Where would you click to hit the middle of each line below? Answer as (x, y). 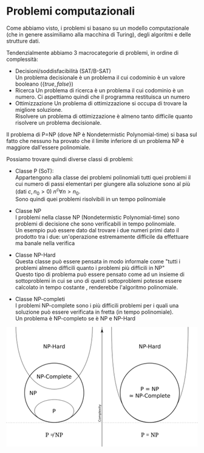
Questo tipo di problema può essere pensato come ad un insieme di (100, 274)
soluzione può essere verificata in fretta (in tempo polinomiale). (94, 312)
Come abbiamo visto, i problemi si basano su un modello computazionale (98, 28)
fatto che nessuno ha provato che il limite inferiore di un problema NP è (95, 140)
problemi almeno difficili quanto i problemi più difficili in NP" (90, 268)
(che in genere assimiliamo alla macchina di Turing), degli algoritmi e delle (99, 34)
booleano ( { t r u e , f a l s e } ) (44, 84)
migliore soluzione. (39, 109)
